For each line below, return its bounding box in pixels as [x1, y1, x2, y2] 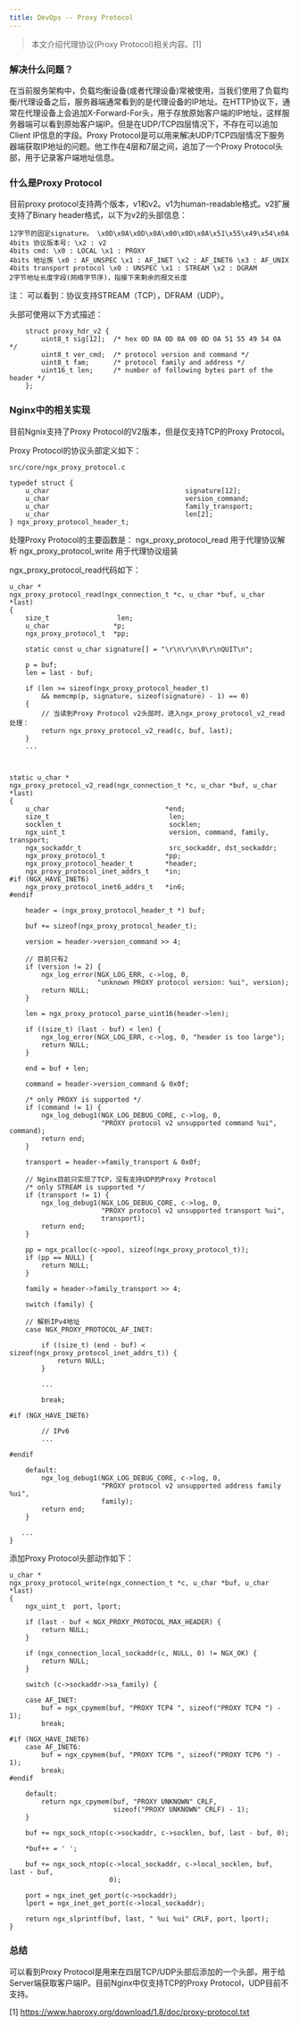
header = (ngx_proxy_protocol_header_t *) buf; [25, 905, 205, 915]
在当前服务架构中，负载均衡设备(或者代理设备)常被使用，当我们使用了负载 [9, 85, 281, 96]
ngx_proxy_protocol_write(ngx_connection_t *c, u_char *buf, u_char [9, 1578, 270, 1588]
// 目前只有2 [25, 955, 69, 963]
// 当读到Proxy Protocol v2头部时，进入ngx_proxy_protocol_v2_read [41, 709, 286, 718]
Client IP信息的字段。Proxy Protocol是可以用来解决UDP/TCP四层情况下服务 [9, 129, 286, 140]
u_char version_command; [25, 494, 250, 503]
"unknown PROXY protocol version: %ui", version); [96, 978, 290, 987]
